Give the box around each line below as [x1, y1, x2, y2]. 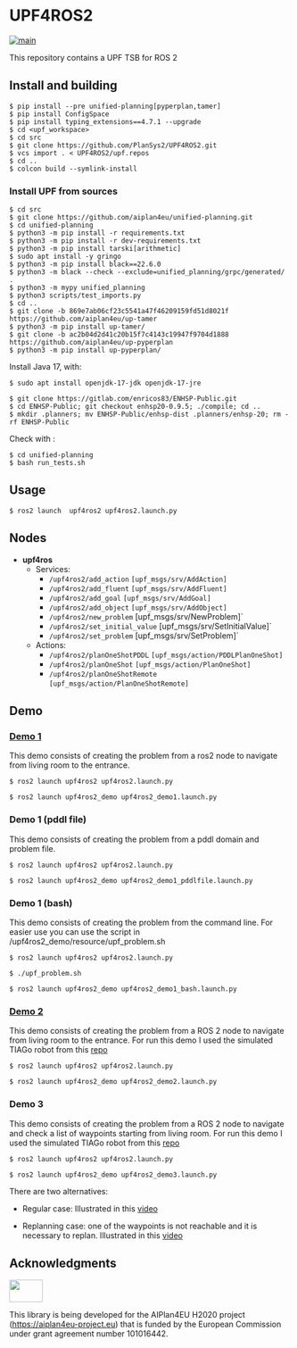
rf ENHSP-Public [9, 418, 70, 427]
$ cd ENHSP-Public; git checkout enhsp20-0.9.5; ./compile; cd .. [9, 403, 261, 412]
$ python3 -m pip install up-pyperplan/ [9, 345, 162, 355]
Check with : [9, 434, 55, 445]
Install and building [9, 78, 118, 94]
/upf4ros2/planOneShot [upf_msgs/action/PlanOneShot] [48, 660, 252, 670]
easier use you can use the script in [9, 926, 141, 937]
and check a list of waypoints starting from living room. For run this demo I [9, 1127, 283, 1138]
